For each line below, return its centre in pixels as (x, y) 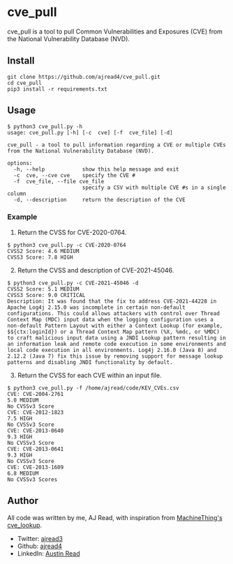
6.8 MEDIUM (23, 473)
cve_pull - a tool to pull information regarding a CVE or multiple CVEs (117, 145)
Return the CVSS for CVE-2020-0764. (72, 232)
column (17, 193)
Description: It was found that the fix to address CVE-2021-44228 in (112, 301)
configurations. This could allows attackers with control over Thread (113, 313)
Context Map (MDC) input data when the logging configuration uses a (111, 319)
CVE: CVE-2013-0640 (36, 430)
